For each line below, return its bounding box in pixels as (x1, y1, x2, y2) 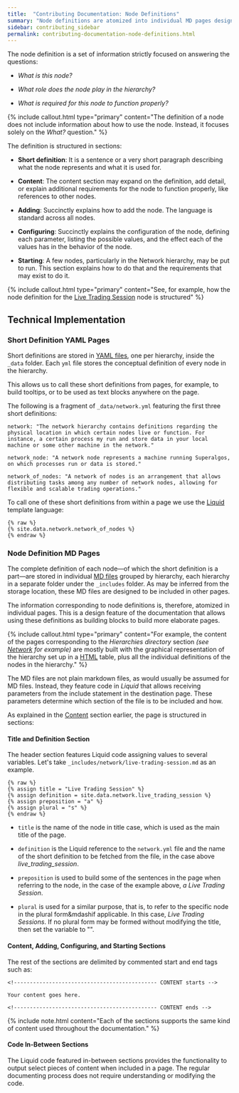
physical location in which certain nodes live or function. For (7, 429, 205, 436)
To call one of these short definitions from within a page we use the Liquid (7, 497, 225, 507)
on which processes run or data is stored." (7, 460, 142, 467)
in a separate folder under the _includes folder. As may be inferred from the (7, 579, 230, 589)
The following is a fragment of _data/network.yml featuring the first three (7, 401, 221, 410)
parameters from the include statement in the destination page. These (7, 689, 213, 698)
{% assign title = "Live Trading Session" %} (7, 786, 144, 793)
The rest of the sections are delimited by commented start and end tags (7, 957, 218, 966)
